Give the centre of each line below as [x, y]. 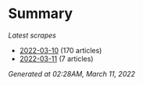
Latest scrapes [32, 35]
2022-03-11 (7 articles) [56, 59]
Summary [40, 14]
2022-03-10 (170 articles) [61, 50]
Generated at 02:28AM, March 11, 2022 [71, 73]
